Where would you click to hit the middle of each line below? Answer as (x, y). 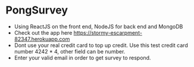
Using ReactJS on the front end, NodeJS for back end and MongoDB (98, 26)
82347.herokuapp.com (42, 39)
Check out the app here (43, 32)
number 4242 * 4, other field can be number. (70, 51)
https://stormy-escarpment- (108, 32)
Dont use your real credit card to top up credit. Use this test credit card (101, 45)
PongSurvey (37, 10)
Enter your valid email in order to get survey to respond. (82, 58)
